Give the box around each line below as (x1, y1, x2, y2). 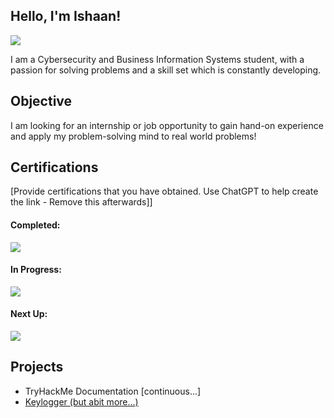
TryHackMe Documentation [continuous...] (24, 385, 202, 397)
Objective (10, 93, 73, 110)
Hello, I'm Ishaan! (10, 8, 122, 25)
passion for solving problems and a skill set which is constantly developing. (10, 64, 322, 76)
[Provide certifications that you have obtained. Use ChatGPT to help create (10, 185, 319, 198)
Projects (10, 359, 64, 376)
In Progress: (10, 264, 62, 276)
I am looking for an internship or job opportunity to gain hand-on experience (10, 119, 324, 131)
